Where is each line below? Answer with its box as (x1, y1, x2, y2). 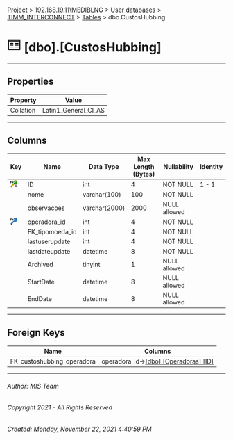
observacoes (27, 204, 65, 212)
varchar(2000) (83, 204, 126, 212)
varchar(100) (83, 190, 121, 199)
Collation (10, 106, 36, 115)
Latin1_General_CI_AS (42, 106, 105, 115)
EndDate (27, 294, 52, 302)
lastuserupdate (27, 237, 71, 246)
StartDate (27, 277, 55, 286)
